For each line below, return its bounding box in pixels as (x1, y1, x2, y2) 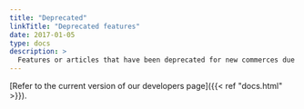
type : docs (9, 38, 51, 48)
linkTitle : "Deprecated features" (9, 22, 141, 31)
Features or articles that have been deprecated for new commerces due (17, 55, 296, 64)
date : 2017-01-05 (9, 30, 76, 39)
